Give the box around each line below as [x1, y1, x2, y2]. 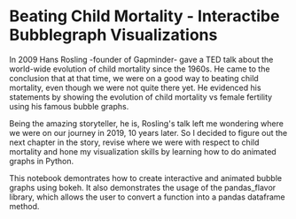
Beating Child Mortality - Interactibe [9, 6, 280, 26]
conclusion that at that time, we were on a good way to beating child [9, 72, 259, 83]
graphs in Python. [9, 155, 74, 166]
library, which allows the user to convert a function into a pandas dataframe [9, 192, 285, 202]
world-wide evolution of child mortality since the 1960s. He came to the [9, 64, 270, 74]
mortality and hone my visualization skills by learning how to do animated [9, 146, 277, 156]
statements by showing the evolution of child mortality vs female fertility [9, 91, 273, 102]
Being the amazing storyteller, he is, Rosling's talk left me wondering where [9, 117, 284, 129]
